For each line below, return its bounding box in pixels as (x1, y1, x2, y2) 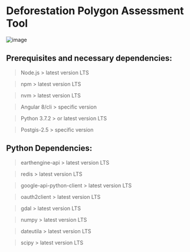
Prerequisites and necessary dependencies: (6, 53, 172, 63)
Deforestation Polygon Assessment (6, 4, 184, 18)
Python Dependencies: (6, 143, 93, 153)
